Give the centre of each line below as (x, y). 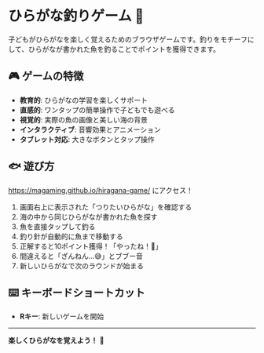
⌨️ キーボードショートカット (77, 292)
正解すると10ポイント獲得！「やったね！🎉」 (91, 246)
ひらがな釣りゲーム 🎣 (76, 16)
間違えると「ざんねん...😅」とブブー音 (81, 256)
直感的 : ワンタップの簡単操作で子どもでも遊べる (97, 110)
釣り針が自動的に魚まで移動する (71, 236)
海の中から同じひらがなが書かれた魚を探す (88, 217)
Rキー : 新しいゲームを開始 (62, 317)
